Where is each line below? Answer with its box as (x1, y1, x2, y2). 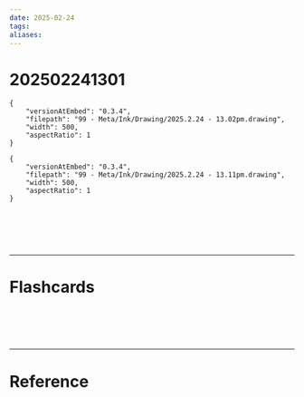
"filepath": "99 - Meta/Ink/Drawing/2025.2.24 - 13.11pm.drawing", (25, 170, 285, 179)
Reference (9, 371, 89, 392)
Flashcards (9, 277, 95, 297)
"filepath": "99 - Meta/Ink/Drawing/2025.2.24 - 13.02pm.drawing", (25, 115, 285, 124)
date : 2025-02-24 (9, 13, 75, 23)
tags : (9, 22, 30, 31)
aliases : (9, 30, 43, 39)
